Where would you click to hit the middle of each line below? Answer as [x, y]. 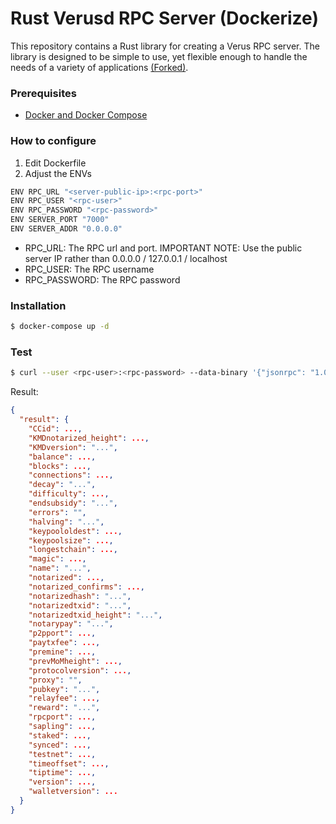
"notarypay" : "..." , [71, 624]
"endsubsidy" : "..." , [73, 503]
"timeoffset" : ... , [69, 763]
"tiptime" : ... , [62, 773]
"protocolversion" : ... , [80, 670]
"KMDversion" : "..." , [73, 447]
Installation [38, 305]
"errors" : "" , [57, 512]
